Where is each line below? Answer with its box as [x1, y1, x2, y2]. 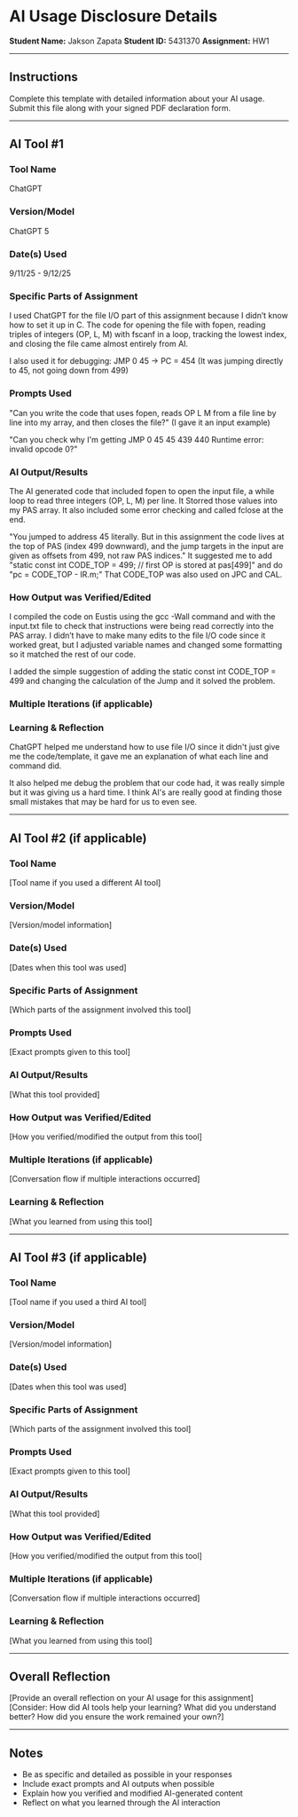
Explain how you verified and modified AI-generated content [21, 1788, 244, 1798]
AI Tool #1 [9, 137, 65, 152]
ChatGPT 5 [9, 225, 50, 236]
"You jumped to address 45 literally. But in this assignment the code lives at [9, 531, 285, 542]
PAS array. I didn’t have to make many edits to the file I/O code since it [9, 630, 266, 641]
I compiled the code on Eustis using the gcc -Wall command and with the [9, 611, 276, 622]
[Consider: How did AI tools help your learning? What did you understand [9, 1702, 277, 1713]
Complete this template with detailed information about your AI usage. [9, 93, 265, 104]
